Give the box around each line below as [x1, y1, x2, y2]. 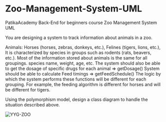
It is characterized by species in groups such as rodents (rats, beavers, [5, 49, 151, 55]
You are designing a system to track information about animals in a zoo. [5, 34, 152, 40]
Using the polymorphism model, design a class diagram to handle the [5, 96, 148, 102]
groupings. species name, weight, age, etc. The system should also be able [5, 60, 161, 66]
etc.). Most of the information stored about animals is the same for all [5, 54, 147, 60]
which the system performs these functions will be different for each [5, 76, 146, 82]
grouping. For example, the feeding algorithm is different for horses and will [5, 81, 161, 87]
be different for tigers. [5, 86, 50, 92]
